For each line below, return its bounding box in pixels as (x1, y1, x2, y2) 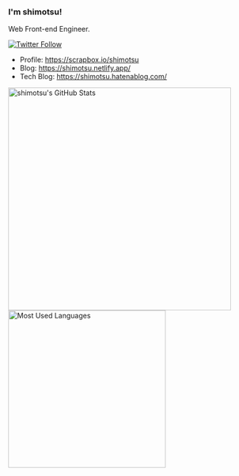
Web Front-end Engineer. (8, 25, 90, 34)
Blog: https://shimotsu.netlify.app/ (19, 63, 131, 73)
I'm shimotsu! (8, 6, 63, 17)
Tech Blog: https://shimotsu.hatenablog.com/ (19, 72, 168, 82)
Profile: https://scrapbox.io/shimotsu (19, 55, 139, 65)
